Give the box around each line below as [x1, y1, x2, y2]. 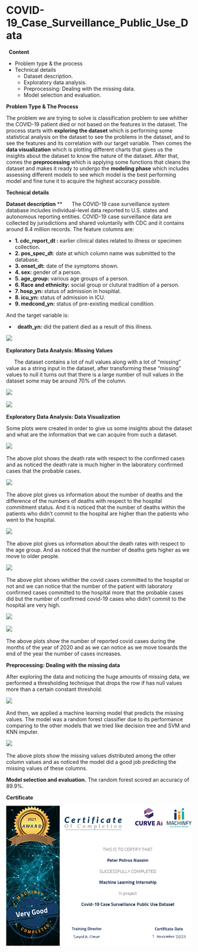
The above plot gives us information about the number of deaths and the [6, 491, 183, 498]
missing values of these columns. [6, 765, 87, 772]
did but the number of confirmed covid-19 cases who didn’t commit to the [6, 595, 186, 602]
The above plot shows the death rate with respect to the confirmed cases [6, 454, 185, 461]
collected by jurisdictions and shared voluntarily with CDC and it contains [6, 219, 184, 226]
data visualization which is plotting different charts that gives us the [6, 146, 173, 153]
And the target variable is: [6, 311, 69, 319]
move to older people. [6, 552, 60, 559]
